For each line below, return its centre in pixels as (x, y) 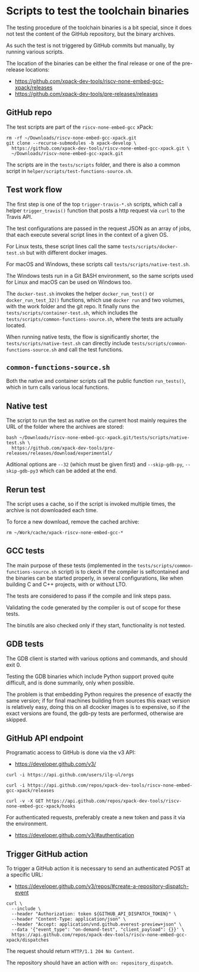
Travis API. (19, 216)
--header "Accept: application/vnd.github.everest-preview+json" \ (97, 925)
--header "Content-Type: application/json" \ (69, 920)
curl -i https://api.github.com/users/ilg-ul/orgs (70, 775)
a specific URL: (25, 875)
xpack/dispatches (28, 940)
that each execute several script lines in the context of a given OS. (87, 234)
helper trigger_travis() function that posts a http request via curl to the (96, 211)
